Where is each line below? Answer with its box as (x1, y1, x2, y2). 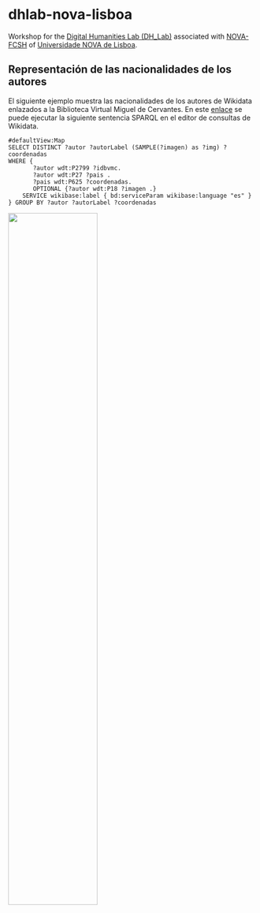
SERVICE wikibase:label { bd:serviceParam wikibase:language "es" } (22, 192, 252, 199)
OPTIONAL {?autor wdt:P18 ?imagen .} (32, 184, 157, 192)
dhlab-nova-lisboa (8, 6, 132, 24)
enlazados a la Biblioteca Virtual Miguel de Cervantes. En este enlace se (8, 104, 243, 114)
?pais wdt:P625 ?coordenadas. (32, 177, 132, 186)
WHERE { (8, 157, 34, 165)
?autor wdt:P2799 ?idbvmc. (32, 164, 122, 172)
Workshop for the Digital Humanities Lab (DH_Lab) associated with (8, 32, 225, 41)
